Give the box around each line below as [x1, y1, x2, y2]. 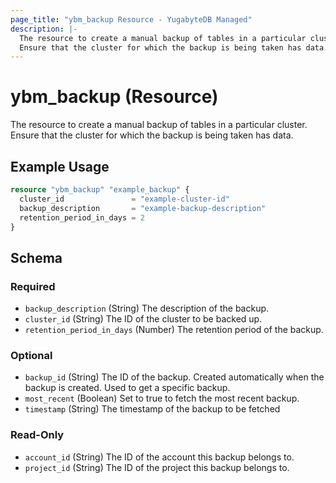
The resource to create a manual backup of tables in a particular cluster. [10, 119, 308, 131]
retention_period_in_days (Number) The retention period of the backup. [24, 324, 324, 336]
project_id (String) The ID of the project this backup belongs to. [24, 461, 290, 473]
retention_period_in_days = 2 [19, 212, 145, 223]
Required [10, 279, 56, 293]
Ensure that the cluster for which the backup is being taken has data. [10, 129, 294, 141]
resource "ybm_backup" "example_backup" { [10, 185, 190, 195]
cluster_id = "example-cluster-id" [19, 194, 230, 204]
